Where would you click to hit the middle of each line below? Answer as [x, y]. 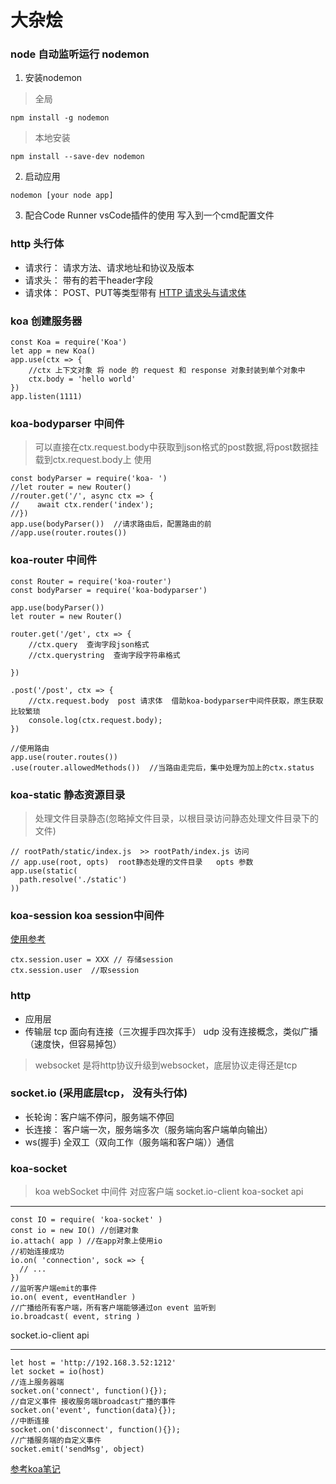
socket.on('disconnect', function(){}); [96, 1430]
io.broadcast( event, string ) [75, 1317]
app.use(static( [44, 871]
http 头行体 [37, 244]
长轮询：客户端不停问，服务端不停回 [99, 1117]
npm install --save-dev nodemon [77, 157]
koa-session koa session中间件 [87, 915]
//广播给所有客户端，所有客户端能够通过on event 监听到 [113, 1308]
